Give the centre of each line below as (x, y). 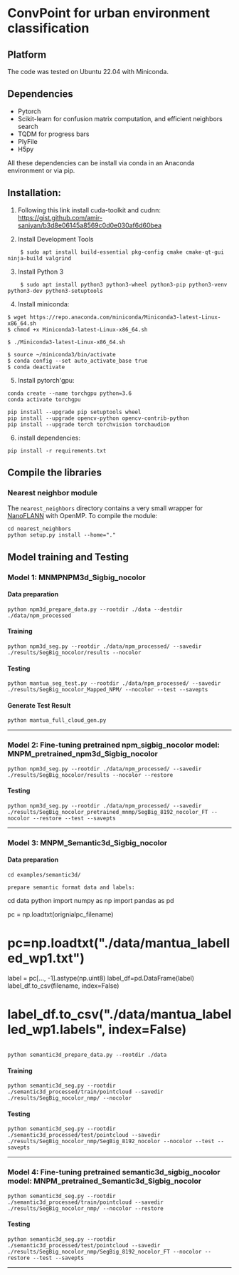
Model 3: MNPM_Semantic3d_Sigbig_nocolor (87, 842)
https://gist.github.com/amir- (60, 217)
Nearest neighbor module (53, 492)
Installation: (34, 193)
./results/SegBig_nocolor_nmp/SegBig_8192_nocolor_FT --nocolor (105, 1251)
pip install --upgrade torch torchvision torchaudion (89, 424)
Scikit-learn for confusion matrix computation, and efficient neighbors (120, 118)
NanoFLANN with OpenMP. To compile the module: (83, 516)
